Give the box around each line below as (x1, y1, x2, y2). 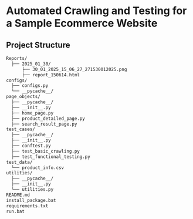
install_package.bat (6, 197, 57, 203)
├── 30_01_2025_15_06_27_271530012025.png (21, 66, 127, 72)
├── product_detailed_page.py (11, 116, 85, 122)
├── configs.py (11, 83, 49, 89)
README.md (6, 192, 31, 198)
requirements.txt (6, 203, 49, 209)
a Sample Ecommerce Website (6, 16, 158, 30)
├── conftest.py (11, 143, 51, 149)
